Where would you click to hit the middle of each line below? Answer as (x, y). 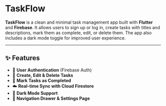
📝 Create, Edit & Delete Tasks (42, 75)
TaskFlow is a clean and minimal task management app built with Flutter (79, 22)
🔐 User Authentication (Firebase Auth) (52, 70)
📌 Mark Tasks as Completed (42, 80)
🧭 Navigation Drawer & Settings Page (51, 98)
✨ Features (22, 58)
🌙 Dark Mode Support (35, 93)
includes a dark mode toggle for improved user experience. (65, 38)
